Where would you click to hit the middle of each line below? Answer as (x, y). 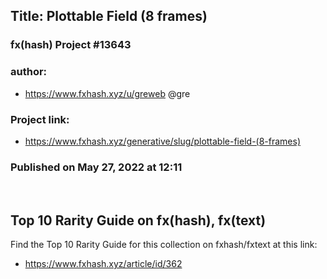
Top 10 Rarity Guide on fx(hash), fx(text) (138, 220)
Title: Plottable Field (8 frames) (109, 16)
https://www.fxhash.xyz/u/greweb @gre (107, 93)
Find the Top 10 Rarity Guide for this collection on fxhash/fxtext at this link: (164, 245)
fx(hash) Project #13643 (71, 45)
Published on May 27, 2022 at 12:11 (96, 167)
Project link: (40, 119)
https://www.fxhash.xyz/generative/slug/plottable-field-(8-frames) (163, 141)
